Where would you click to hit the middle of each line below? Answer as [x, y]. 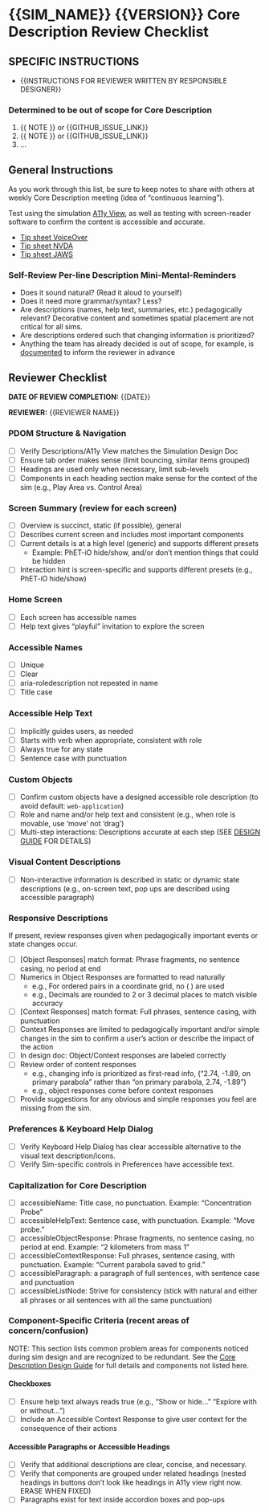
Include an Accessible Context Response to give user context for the [133, 1420]
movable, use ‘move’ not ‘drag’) [72, 824]
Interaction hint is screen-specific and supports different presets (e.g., [136, 570]
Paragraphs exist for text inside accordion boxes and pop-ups [122, 1500]
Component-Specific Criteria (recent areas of [99, 1321]
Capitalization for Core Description [77, 1185]
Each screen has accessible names [78, 617]
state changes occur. [43, 943]
